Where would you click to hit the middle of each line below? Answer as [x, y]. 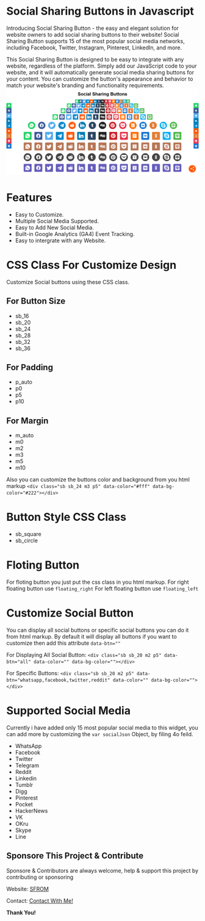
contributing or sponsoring [40, 877]
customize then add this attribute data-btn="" [63, 643]
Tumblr [24, 784]
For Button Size [36, 301]
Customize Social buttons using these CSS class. [68, 282]
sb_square [28, 534]
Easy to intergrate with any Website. [60, 240]
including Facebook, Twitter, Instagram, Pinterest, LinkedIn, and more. [94, 48]
